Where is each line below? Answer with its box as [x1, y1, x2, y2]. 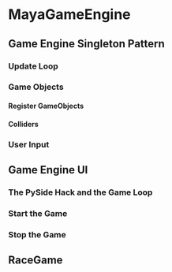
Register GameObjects [8, 101, 84, 111]
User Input [8, 139, 50, 150]
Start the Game [8, 207, 68, 218]
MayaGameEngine [8, 6, 132, 24]
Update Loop [8, 61, 59, 72]
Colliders [8, 119, 39, 129]
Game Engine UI [8, 163, 88, 177]
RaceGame [8, 254, 63, 267]
